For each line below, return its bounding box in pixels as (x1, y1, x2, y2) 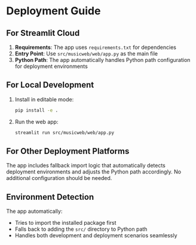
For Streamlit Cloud (6, 28, 80, 38)
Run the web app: (14, 118, 59, 125)
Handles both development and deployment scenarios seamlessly (14, 232, 177, 239)
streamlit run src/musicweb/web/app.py (14, 129, 115, 135)
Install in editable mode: (14, 95, 74, 103)
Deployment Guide (6, 4, 101, 18)
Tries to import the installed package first (14, 219, 117, 227)
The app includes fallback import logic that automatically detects (6, 162, 166, 169)
